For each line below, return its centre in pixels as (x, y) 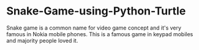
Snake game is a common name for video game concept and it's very (94, 28)
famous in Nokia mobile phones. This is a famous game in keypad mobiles (100, 34)
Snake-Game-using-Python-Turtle (96, 11)
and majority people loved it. (42, 40)
